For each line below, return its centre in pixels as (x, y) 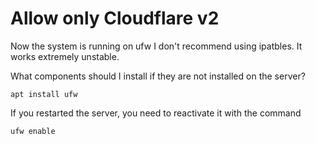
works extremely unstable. (65, 56)
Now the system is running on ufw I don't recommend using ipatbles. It (156, 46)
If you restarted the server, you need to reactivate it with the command (156, 113)
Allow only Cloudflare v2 (115, 18)
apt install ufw (44, 94)
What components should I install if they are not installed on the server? (158, 76)
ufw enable (33, 131)
